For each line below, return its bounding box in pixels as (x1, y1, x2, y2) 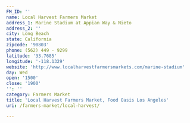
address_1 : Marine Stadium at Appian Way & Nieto (6, 20, 132, 26)
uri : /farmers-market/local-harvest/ (6, 102, 100, 109)
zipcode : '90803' (6, 42, 49, 48)
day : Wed (6, 70, 28, 75)
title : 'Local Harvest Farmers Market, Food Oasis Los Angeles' (6, 97, 169, 103)
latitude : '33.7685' (6, 53, 58, 59)
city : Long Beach (6, 31, 49, 37)
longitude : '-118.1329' (6, 58, 66, 64)
